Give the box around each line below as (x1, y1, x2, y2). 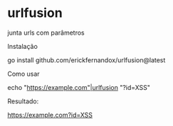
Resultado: (7, 97, 39, 105)
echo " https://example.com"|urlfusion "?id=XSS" (7, 83, 151, 91)
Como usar (7, 69, 41, 78)
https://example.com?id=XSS (7, 110, 93, 119)
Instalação (7, 42, 38, 50)
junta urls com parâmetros (7, 28, 85, 37)
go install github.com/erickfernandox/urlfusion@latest (7, 55, 166, 64)
